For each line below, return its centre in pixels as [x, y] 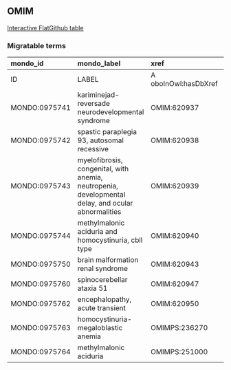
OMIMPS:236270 [179, 328]
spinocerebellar [103, 280]
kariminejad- [98, 95]
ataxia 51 [92, 288]
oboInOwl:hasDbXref [185, 84]
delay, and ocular [105, 204]
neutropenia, [98, 186]
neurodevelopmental [111, 112]
